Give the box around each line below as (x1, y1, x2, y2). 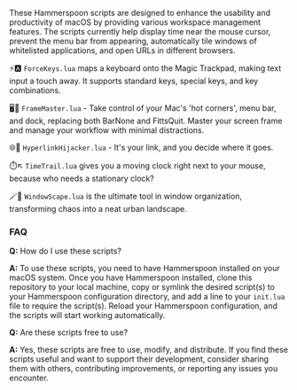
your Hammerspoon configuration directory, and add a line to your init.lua (9, 292, 285, 302)
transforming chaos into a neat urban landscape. (9, 204, 188, 214)
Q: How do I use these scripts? (9, 246, 122, 256)
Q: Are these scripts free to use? (9, 327, 129, 338)
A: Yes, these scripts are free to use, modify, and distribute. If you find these (9, 345, 288, 355)
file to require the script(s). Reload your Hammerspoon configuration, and (9, 300, 277, 311)
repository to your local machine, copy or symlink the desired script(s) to (9, 282, 275, 292)
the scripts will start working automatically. (9, 310, 166, 321)
